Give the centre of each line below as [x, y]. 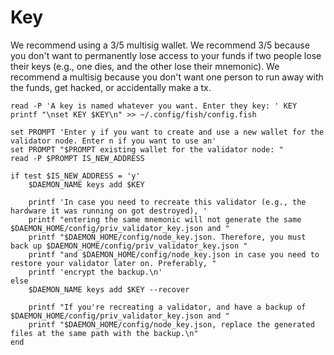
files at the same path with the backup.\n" [104, 333]
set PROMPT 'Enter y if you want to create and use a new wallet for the [167, 132]
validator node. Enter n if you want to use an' [113, 141]
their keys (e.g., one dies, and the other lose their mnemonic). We [145, 66]
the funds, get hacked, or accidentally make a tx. [111, 87]
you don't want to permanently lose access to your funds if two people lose [166, 55]
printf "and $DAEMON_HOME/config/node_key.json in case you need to [174, 254]
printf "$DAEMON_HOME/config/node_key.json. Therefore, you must [167, 237]
